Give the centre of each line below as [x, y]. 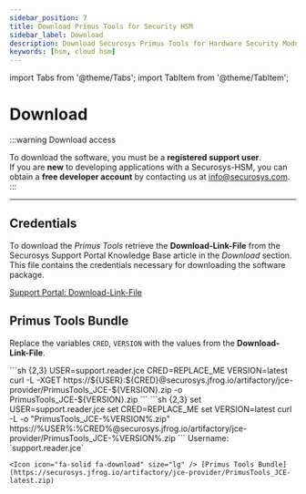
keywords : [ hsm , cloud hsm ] [63, 52]
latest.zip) [32, 480]
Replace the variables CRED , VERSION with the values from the [122, 343]
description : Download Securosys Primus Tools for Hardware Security [144, 43]
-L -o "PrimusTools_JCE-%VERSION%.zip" [90, 418]
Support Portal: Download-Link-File [76, 292]
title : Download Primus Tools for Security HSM [102, 26]
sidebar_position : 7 [49, 18]
